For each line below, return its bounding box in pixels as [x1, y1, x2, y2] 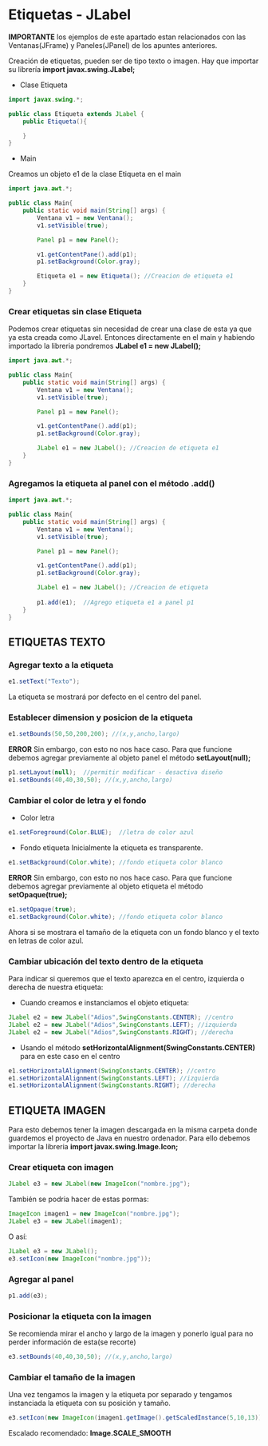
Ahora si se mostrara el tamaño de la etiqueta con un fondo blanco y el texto [8, 927, 259, 937]
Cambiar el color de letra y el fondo [8, 794, 147, 805]
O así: [8, 1232, 28, 1241]
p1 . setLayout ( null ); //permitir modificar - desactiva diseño [8, 769, 223, 777]
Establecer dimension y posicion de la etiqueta [8, 712, 193, 723]
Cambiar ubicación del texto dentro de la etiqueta [8, 956, 203, 967]
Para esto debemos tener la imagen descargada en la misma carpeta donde [8, 1125, 258, 1135]
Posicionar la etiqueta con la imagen [8, 1310, 152, 1321]
